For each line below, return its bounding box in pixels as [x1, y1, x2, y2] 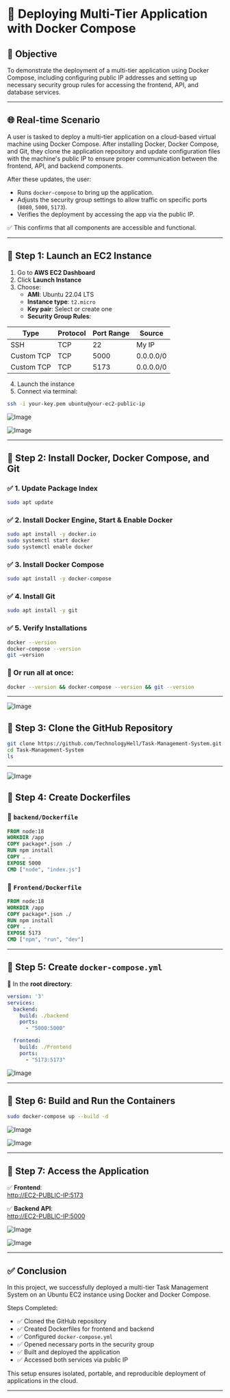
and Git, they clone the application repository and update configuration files [7, 147, 220, 155]
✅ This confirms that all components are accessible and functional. [7, 223, 196, 232]
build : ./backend [19, 1012, 69, 1019]
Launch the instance [16, 380, 75, 388]
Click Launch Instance [16, 276, 82, 284]
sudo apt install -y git [7, 607, 78, 614]
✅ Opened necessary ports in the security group [16, 1340, 155, 1348]
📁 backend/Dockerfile [7, 812, 79, 822]
